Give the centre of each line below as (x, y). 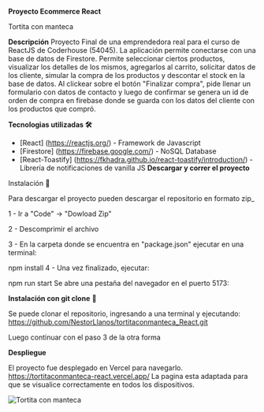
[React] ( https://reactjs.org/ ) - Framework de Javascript (110, 143)
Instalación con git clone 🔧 (52, 298)
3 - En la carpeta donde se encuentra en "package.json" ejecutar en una (126, 244)
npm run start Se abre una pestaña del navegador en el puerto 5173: (119, 283)
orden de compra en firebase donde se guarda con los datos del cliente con (131, 100)
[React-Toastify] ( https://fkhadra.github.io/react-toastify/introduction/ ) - (136, 160)
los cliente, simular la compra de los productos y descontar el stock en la (127, 75)
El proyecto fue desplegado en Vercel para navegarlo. (96, 368)
